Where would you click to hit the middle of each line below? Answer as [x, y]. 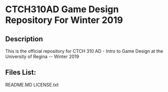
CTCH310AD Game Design [62, 9]
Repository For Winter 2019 [64, 20]
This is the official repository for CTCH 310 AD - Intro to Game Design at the [84, 51]
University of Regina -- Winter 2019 [42, 56]
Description [24, 39]
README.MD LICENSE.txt [32, 84]
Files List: [21, 72]
